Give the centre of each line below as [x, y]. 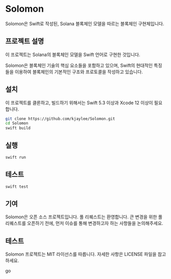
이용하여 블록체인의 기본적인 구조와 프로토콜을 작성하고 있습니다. [79, 71]
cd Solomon [17, 123]
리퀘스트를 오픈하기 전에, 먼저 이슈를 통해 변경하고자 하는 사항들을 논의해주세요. [84, 223]
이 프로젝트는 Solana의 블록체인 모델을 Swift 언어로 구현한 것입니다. [73, 55]
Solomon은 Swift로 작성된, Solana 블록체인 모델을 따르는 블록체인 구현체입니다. [85, 23]
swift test [17, 187]
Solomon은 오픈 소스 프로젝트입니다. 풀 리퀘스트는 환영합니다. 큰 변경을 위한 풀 [84, 217]
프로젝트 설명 [25, 41]
